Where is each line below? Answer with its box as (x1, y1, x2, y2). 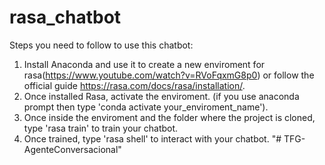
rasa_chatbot (9, 6, 122, 29)
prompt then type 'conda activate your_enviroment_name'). (23, 101, 269, 113)
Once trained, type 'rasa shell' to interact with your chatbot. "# (23, 132, 282, 145)
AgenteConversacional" (23, 143, 122, 155)
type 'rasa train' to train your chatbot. (23, 122, 179, 134)
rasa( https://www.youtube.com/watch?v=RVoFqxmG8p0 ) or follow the (23, 69, 315, 81)
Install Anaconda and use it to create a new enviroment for (23, 58, 266, 70)
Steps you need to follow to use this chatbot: (9, 39, 194, 51)
